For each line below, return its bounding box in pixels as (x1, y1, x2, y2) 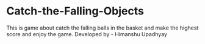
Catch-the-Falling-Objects (6, 4, 145, 18)
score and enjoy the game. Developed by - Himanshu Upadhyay (6, 30, 168, 37)
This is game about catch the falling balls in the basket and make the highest (6, 24, 199, 31)
